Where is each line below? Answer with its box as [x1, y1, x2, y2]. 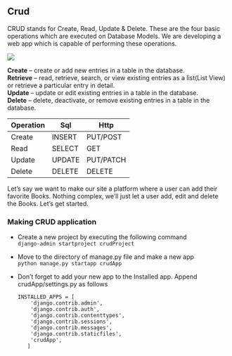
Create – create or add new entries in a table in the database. [7, 66, 185, 75]
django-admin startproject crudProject [17, 241, 135, 248]
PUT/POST [86, 132, 122, 141]
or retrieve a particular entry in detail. [7, 81, 115, 89]
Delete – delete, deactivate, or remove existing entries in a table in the [7, 96, 210, 104]
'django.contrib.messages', [30, 324, 112, 331]
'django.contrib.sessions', [30, 318, 112, 326]
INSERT [51, 132, 77, 141]
